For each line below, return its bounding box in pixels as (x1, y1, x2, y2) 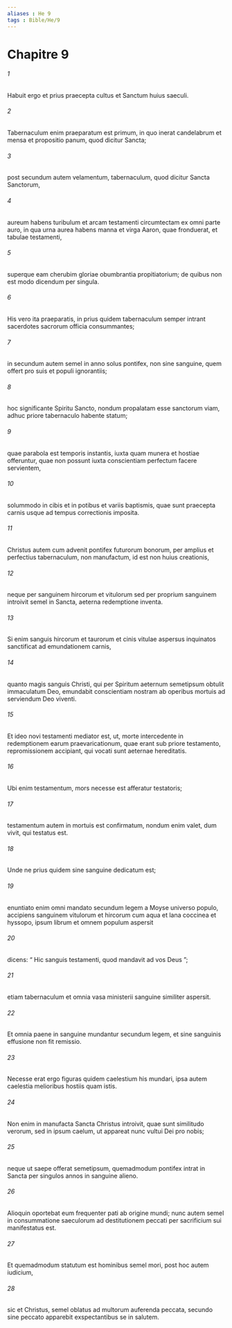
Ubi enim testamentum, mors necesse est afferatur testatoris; (7, 784, 182, 792)
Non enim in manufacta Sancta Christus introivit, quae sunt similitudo (7, 1119, 204, 1128)
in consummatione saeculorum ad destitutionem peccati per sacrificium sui (7, 1216, 222, 1224)
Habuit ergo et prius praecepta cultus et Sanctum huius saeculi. (7, 91, 189, 99)
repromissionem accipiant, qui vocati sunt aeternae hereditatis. (7, 746, 187, 755)
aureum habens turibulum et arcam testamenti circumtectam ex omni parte (7, 218, 221, 226)
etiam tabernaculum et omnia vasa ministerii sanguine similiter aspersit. (7, 993, 211, 1001)
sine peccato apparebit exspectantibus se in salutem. (7, 1313, 159, 1321)
